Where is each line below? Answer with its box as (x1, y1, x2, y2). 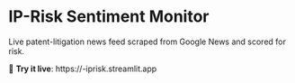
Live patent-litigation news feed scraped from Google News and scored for (8, 36, 287, 47)
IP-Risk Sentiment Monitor (8, 6, 210, 27)
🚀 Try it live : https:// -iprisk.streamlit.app (8, 63, 157, 74)
